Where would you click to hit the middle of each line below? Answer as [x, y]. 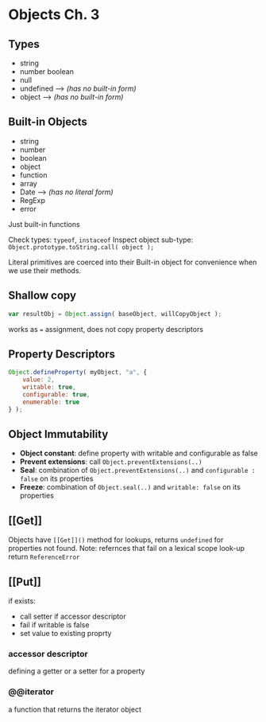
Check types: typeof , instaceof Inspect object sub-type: [101, 240]
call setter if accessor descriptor [73, 616]
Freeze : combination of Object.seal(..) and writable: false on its [130, 487]
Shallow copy [42, 296]
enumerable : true [51, 402]
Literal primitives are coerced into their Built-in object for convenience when [133, 262]
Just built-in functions [44, 224]
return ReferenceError [44, 557]
